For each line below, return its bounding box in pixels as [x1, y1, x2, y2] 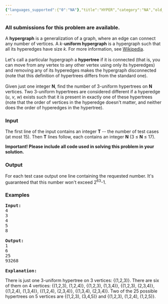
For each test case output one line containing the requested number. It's [5, 173, 154, 179]
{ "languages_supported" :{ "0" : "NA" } [5, 7, 79, 13]
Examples [5, 192, 30, 199]
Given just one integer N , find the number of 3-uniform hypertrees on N [5, 83, 152, 89]
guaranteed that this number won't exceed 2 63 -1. [5, 178, 106, 185]
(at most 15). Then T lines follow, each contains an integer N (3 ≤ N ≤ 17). [5, 134, 156, 140]
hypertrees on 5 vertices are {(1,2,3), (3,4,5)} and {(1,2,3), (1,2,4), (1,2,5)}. [5, 293, 156, 299]
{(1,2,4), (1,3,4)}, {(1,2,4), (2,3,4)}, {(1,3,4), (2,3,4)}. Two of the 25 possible [5, 288, 157, 294]
